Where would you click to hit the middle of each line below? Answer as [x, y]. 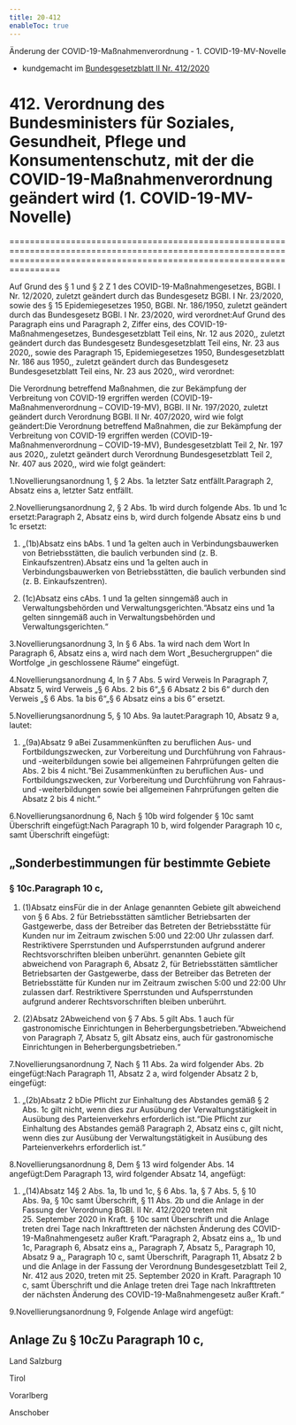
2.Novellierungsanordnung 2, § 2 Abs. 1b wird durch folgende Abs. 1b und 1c [148, 508]
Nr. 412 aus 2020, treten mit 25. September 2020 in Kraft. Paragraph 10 [152, 1276]
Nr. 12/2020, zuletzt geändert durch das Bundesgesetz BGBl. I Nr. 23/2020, [147, 296]
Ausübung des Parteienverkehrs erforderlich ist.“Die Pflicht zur [137, 1119]
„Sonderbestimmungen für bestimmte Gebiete [140, 863]
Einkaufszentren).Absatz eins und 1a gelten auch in [115, 563]
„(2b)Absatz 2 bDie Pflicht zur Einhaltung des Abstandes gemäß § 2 [145, 1101]
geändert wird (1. [73, 198]
